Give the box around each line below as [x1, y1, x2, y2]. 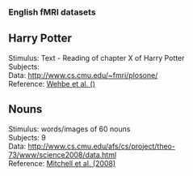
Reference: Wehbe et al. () [8, 79, 95, 88]
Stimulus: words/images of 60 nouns [8, 124, 131, 134]
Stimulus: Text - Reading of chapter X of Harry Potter [8, 53, 185, 62]
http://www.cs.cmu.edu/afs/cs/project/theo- [27, 141, 176, 151]
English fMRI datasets [8, 6, 96, 18]
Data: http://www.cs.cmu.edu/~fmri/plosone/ [8, 70, 158, 79]
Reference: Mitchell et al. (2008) [8, 158, 116, 168]
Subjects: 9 [8, 132, 46, 142]
